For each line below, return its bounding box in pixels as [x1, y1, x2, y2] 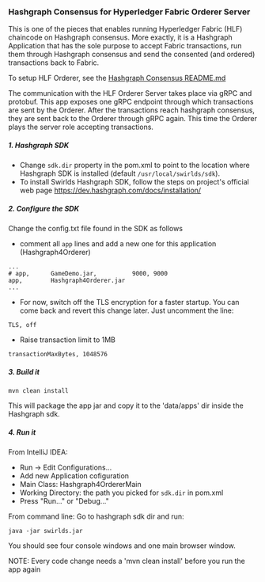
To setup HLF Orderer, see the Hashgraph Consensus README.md [8, 74, 226, 83]
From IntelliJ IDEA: [8, 447, 69, 457]
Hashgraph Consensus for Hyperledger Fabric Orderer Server [8, 6, 251, 17]
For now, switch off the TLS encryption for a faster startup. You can [19, 298, 240, 307]
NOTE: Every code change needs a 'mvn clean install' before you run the [8, 557, 245, 566]
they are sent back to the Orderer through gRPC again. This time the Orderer [8, 114, 257, 124]
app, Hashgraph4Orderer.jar [8, 276, 126, 285]
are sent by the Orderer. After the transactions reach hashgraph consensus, [8, 105, 256, 115]
